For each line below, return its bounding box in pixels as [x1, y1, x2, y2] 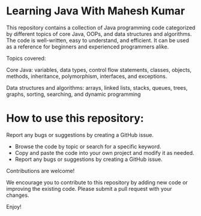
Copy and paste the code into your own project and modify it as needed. [14, 149, 194, 156]
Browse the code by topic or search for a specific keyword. [14, 142, 161, 150]
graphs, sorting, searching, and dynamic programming [6, 90, 141, 98]
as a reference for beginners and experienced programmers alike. [6, 43, 169, 50]
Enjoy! [6, 203, 22, 210]
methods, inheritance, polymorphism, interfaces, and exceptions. [6, 72, 167, 80]
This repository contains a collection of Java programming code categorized [6, 24, 196, 31]
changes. [6, 191, 29, 199]
